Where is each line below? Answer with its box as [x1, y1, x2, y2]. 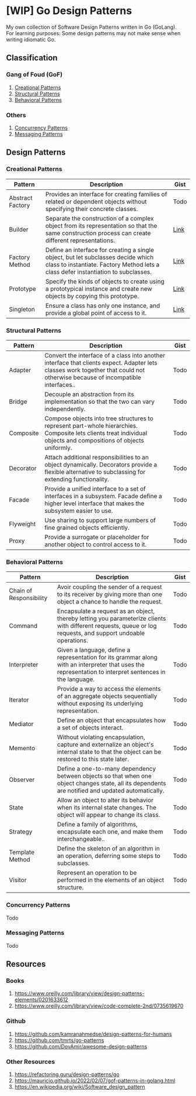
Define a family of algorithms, [57, 821, 138, 829]
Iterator [9, 696, 29, 704]
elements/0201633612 [14, 996, 68, 1003]
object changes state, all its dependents [57, 780, 166, 788]
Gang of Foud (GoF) [6, 70, 63, 79]
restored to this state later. [57, 755, 129, 763]
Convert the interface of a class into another [44, 351, 166, 359]
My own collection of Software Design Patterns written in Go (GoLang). [6, 23, 177, 30]
